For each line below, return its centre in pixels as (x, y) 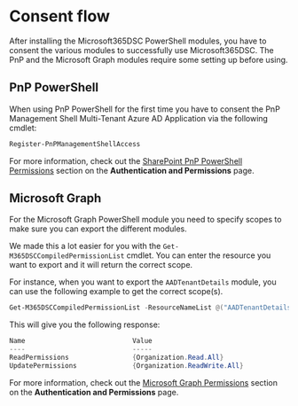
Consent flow (60, 16)
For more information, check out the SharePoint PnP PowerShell (126, 160)
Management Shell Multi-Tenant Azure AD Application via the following (139, 118)
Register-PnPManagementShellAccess (75, 144)
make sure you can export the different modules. (98, 229)
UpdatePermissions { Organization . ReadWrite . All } (126, 365)
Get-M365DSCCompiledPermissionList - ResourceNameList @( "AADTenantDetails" (152, 308)
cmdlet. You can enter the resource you (199, 255)
